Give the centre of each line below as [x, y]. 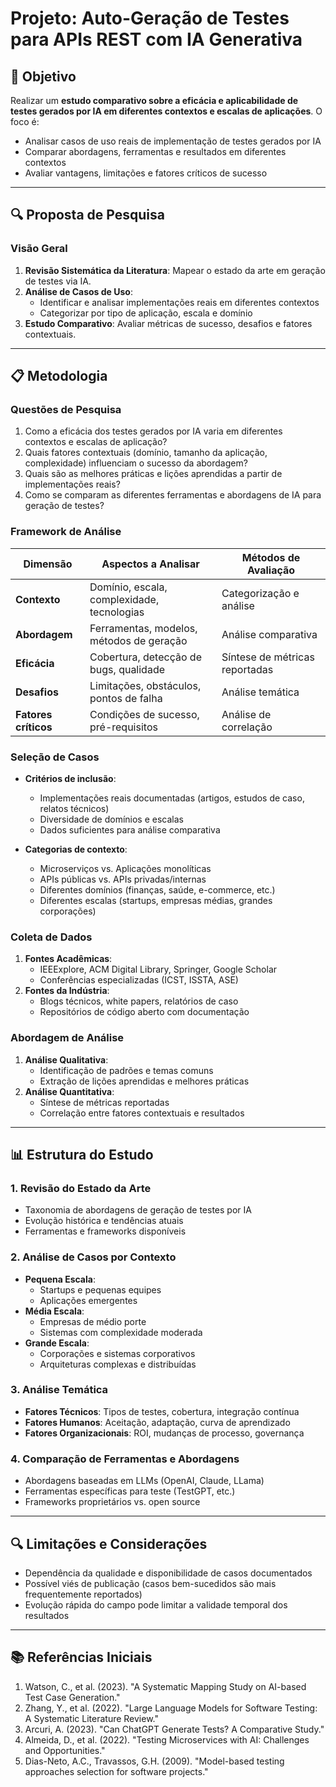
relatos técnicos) [74, 808]
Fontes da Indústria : [67, 991]
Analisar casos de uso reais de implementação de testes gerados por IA [173, 141]
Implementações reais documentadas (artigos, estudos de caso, [172, 798]
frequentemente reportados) [83, 1594]
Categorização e [260, 593]
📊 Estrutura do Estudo [82, 1154]
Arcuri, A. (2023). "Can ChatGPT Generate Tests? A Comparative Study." [174, 1729]
